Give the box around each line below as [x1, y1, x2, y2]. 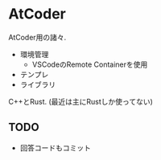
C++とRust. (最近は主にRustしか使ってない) [8, 96, 153, 106]
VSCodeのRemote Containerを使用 [31, 59, 148, 69]
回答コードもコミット [19, 142, 91, 153]
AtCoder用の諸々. [8, 32, 67, 42]
